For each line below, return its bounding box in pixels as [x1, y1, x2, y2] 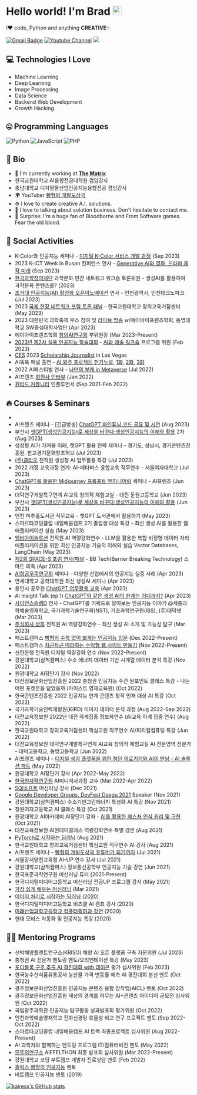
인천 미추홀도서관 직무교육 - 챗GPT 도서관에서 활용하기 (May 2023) [14, 512, 171, 519]
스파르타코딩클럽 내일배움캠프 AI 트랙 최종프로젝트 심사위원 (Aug [14, 1028, 163, 1035]
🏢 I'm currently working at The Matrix [14, 170, 106, 177]
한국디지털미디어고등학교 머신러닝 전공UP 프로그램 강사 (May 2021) [14, 878, 171, 885]
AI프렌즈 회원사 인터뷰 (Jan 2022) [14, 373, 94, 380]
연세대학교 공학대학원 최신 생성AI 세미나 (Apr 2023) [14, 577, 135, 584]
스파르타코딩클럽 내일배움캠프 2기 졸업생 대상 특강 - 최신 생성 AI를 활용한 [14, 519, 182, 527]
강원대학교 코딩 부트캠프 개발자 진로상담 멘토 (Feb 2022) [14, 1056, 146, 1063]
